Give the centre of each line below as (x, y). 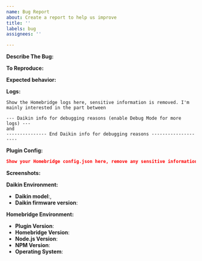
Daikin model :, (33, 196)
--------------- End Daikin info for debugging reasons (78, 134)
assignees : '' (24, 34)
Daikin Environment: (32, 185)
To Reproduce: (25, 68)
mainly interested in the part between (56, 108)
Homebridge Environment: (40, 214)
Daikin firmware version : (46, 203)
